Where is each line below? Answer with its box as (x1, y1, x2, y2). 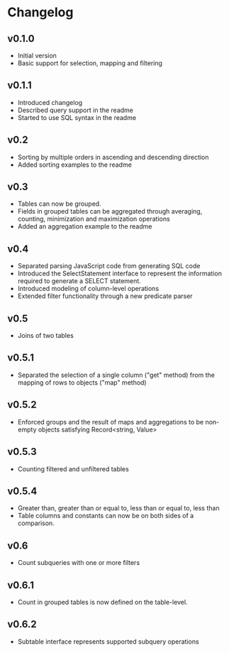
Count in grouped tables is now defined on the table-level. (17, 598, 188, 606)
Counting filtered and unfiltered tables (17, 464, 129, 473)
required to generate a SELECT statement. (17, 277, 142, 285)
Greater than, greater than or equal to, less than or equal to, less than (17, 504, 220, 512)
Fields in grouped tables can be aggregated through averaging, (17, 207, 203, 216)
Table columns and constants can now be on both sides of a (17, 512, 194, 520)
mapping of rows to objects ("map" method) (17, 378, 147, 387)
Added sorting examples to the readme (17, 160, 133, 169)
